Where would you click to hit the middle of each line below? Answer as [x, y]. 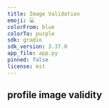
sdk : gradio [25, 40]
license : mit [26, 66]
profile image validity [55, 95]
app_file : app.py [33, 54]
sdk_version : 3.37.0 [38, 47]
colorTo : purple [31, 34]
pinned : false [28, 60]
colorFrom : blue [31, 27]
